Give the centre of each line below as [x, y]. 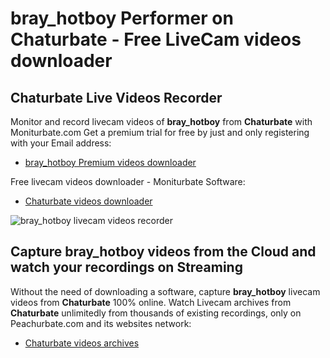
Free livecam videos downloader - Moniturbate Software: [128, 181]
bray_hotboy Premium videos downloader [110, 162]
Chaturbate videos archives [82, 343]
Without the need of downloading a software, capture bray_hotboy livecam [165, 291]
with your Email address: [61, 143]
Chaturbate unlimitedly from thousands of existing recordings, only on [156, 313]
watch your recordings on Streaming [126, 267]
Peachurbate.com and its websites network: [101, 323]
